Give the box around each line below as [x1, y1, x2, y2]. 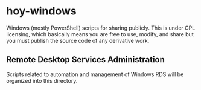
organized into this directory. [6, 77, 78, 84]
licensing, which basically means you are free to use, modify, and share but [6, 30, 194, 37]
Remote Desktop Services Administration [6, 54, 165, 65]
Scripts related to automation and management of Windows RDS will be [6, 71, 184, 78]
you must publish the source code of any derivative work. [6, 37, 150, 44]
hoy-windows [6, 4, 77, 18]
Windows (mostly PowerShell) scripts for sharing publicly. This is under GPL [6, 24, 196, 31]
